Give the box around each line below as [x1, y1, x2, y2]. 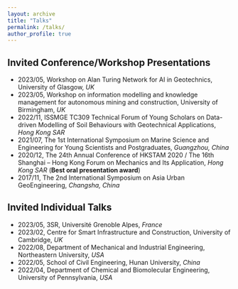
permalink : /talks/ [7, 23, 65, 31]
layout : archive [7, 10, 55, 18]
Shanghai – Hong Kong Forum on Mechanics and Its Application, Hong [17, 158, 224, 167]
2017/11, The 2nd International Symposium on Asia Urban [17, 173, 185, 182]
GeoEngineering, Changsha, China [17, 181, 120, 190]
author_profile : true [7, 30, 72, 38]
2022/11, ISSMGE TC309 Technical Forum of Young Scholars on [17, 113, 205, 121]
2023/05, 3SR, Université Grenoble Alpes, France [17, 220, 163, 229]
